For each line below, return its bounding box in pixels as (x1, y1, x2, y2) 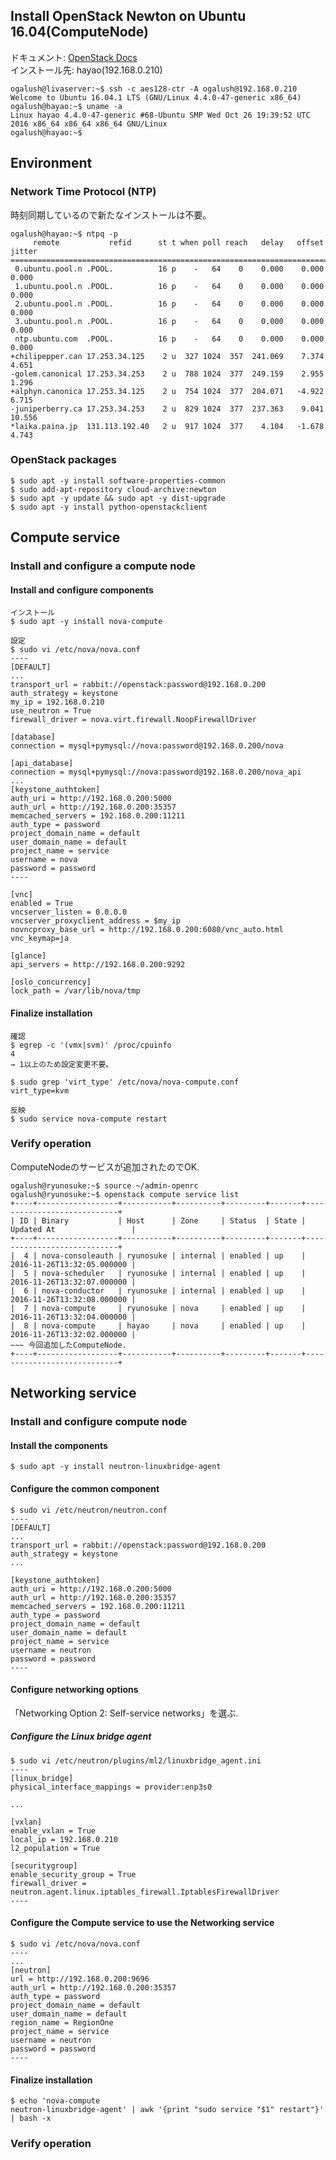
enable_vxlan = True (10, 1825, 97, 1836)
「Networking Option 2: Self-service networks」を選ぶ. (10, 1707, 239, 1719)
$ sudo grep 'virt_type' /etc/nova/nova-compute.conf (10, 1077, 240, 1087)
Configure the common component (10, 1482, 160, 1494)
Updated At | (10, 1224, 137, 1234)
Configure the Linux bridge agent (10, 1730, 152, 1743)
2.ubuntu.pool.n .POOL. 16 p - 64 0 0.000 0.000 (14, 299, 325, 309)
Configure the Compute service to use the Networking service (10, 1917, 275, 1929)
